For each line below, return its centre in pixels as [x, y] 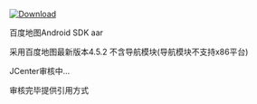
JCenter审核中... [40, 71]
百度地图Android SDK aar [57, 33]
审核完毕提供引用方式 [49, 90]
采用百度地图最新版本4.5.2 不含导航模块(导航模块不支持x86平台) [129, 52]
